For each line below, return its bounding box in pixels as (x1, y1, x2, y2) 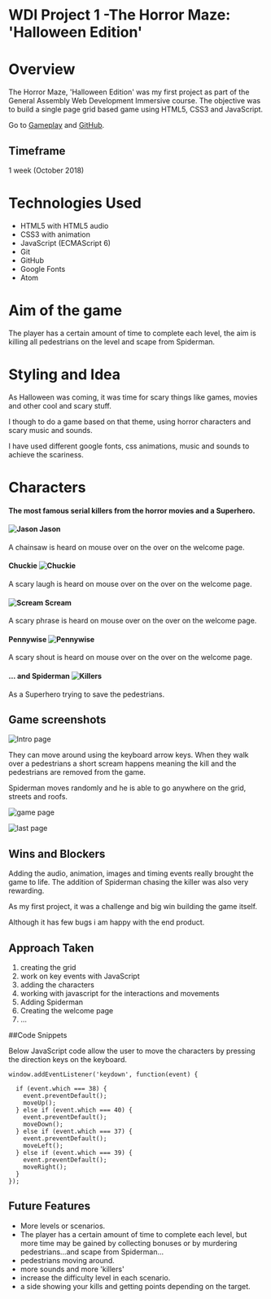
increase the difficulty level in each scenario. (20, 1272, 171, 1283)
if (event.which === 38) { (15, 1084, 107, 1092)
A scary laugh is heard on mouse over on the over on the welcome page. (8, 579, 252, 588)
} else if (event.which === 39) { (15, 1148, 133, 1157)
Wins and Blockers (8, 846, 106, 860)
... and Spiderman (8, 671, 71, 680)
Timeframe (8, 144, 66, 158)
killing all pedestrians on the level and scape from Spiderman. (8, 336, 216, 347)
